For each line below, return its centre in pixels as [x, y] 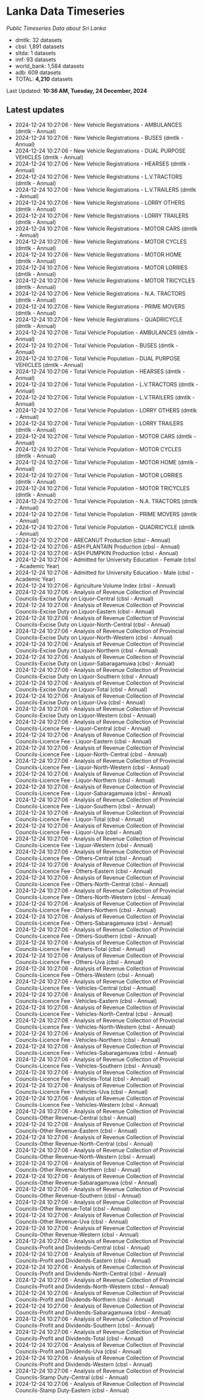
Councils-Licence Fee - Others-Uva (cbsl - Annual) [79, 962]
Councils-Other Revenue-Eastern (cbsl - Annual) [76, 1131]
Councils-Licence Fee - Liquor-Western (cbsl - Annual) [84, 845]
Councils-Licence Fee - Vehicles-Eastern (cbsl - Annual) [86, 1001]
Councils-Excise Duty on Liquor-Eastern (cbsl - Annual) [85, 611]
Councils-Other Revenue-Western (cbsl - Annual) [77, 1234]
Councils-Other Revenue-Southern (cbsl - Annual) [78, 1195]
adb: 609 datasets [38, 72]
